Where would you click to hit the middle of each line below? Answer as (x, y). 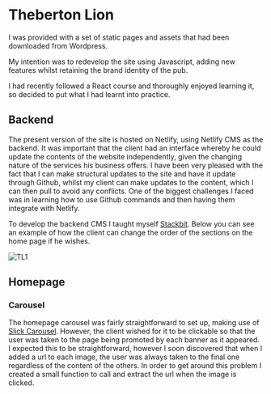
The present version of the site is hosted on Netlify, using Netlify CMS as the (136, 139)
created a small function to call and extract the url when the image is (123, 375)
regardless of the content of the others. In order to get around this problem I (135, 366)
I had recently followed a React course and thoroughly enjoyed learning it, (131, 86)
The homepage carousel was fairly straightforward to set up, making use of (134, 323)
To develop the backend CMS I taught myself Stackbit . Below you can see (131, 223)
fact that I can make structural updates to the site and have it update (122, 174)
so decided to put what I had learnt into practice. (89, 94)
